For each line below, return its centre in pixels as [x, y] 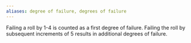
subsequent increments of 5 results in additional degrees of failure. [87, 34]
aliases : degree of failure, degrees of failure [66, 11]
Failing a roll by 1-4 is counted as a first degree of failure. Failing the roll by [96, 28]
